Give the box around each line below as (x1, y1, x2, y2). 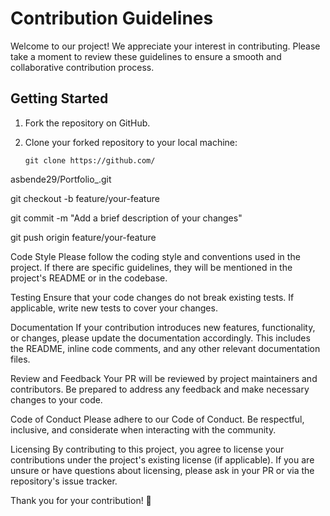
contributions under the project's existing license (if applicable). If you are (10, 453, 315, 466)
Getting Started (10, 90, 109, 107)
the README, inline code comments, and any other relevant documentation (10, 342, 321, 354)
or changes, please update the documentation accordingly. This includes (10, 332, 311, 344)
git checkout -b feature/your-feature (10, 192, 160, 204)
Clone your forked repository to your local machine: (24, 136, 238, 148)
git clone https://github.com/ (24, 155, 156, 166)
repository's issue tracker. (10, 475, 118, 487)
